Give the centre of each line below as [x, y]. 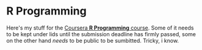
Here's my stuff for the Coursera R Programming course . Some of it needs [100, 28]
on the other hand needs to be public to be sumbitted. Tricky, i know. [92, 40]
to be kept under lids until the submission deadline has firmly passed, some [101, 34]
